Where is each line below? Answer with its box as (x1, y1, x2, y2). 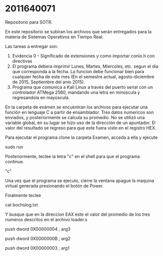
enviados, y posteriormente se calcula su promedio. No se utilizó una (5, 114, 145, 120)
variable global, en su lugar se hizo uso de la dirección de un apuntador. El (5, 120, 156, 126)
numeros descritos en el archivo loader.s (5, 216, 87, 222)
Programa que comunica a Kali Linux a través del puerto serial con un (12, 84, 153, 90)
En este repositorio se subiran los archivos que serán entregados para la (5, 28, 152, 34)
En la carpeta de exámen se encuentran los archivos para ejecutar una (5, 104, 148, 110)
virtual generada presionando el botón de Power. (5, 182, 104, 189)
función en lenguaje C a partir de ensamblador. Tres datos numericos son (5, 109, 154, 115)
